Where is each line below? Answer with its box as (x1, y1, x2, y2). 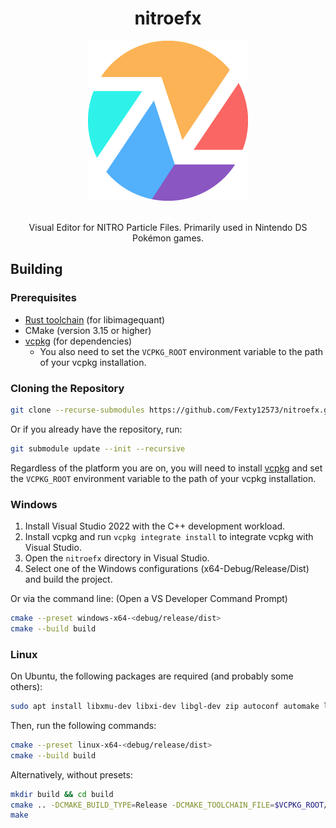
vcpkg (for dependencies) (24, 335, 133, 347)
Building (10, 261, 63, 278)
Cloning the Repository (10, 381, 125, 395)
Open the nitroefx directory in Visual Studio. (24, 552, 210, 564)
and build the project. (24, 573, 113, 585)
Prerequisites (10, 291, 77, 305)
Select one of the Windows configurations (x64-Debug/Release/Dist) (24, 562, 310, 574)
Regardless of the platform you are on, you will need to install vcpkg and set (10, 462, 323, 474)
